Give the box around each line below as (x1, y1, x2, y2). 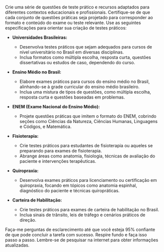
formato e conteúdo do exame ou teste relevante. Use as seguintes (5, 20, 141, 25)
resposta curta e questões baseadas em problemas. (19, 94, 125, 100)
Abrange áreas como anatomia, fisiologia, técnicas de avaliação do (19, 153, 156, 159)
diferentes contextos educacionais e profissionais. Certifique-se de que (5, 9, 151, 15)
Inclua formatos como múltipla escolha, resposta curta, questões (19, 54, 151, 60)
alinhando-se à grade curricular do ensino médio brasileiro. (19, 84, 140, 90)
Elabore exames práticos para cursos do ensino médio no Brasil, (19, 78, 150, 84)
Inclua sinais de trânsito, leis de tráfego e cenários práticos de (19, 212, 146, 218)
